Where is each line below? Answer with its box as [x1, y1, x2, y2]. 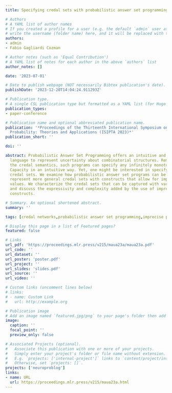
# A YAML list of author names [5, 22, 72, 27]
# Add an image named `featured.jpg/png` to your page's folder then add [5, 313, 166, 318]
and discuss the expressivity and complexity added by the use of [10, 187, 155, 192]
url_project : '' [5, 261, 40, 266]
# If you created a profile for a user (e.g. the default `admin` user [5, 26, 161, 31]
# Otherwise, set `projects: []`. [5, 361, 83, 366]
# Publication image [5, 308, 50, 314]
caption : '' [10, 323, 36, 328]
